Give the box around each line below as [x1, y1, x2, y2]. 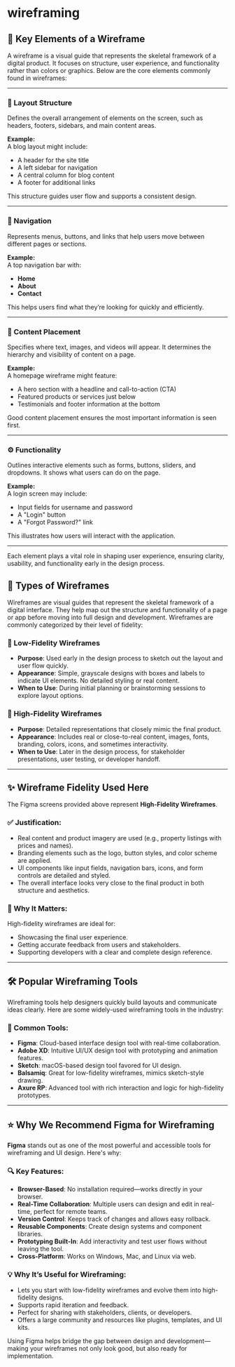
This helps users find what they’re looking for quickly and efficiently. [7, 303, 204, 311]
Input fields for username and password [17, 503, 133, 512]
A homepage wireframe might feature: [7, 371, 117, 380]
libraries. [17, 1230, 43, 1239]
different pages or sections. [7, 239, 87, 248]
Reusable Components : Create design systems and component [17, 1222, 202, 1231]
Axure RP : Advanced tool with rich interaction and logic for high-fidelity [17, 1083, 224, 1092]
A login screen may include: [7, 489, 87, 498]
